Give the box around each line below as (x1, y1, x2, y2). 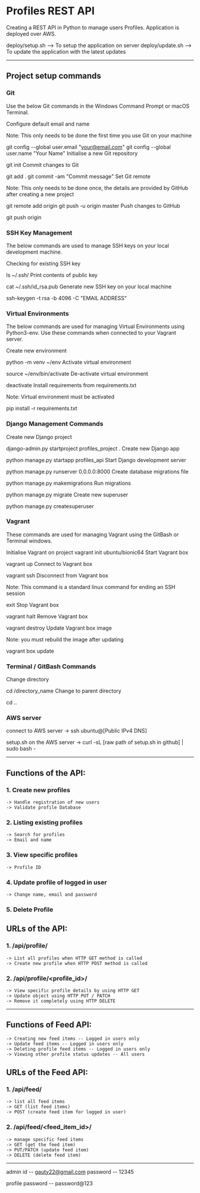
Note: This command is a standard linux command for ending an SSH (6, 583, 176, 590)
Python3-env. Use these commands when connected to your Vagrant (6, 329, 177, 337)
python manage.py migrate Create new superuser (6, 491, 129, 498)
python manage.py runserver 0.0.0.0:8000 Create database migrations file (6, 468, 189, 475)
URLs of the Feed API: (6, 1067, 88, 1077)
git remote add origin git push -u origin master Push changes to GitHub (6, 202, 180, 209)
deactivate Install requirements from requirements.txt (6, 382, 137, 389)
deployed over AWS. (6, 30, 57, 37)
